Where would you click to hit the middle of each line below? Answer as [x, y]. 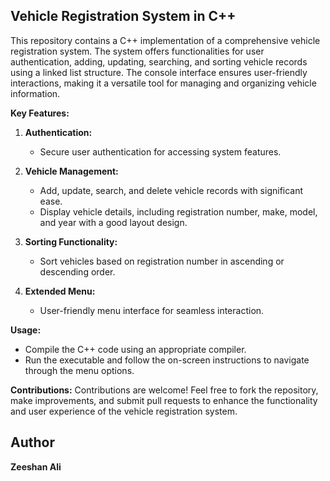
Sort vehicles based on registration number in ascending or [162, 261]
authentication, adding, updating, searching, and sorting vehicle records [159, 61]
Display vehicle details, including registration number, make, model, [178, 211]
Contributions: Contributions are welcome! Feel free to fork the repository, [164, 390]
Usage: [26, 330]
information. [35, 93]
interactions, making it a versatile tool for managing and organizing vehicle [163, 83]
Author [32, 442]
